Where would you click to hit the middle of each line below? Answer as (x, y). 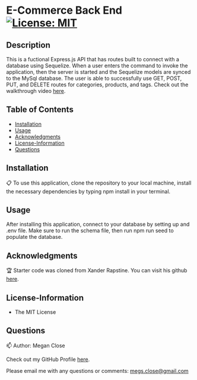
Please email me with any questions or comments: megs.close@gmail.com (97, 370)
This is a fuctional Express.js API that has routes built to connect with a (93, 59)
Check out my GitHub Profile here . (48, 359)
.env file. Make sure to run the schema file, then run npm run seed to (90, 231)
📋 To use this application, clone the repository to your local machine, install (99, 183)
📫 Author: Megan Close (36, 345)
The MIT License (35, 312)
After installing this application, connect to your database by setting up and (98, 225)
